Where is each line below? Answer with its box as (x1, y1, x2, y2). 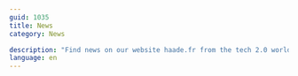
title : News (9, 21, 53, 30)
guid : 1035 (9, 12, 50, 22)
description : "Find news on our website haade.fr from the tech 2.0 (9, 45, 268, 54)
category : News (9, 29, 66, 38)
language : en (9, 54, 58, 63)
